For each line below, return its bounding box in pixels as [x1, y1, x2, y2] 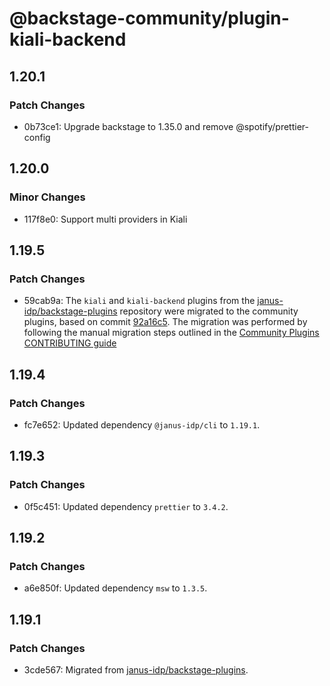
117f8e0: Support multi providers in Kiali [23, 213, 188, 225]
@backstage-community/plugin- [9, 7, 290, 30]
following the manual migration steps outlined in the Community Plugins [23, 327, 320, 339]
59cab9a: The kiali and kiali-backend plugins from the [23, 295, 256, 307]
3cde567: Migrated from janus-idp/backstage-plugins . [23, 664, 249, 676]
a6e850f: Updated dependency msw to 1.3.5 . [23, 582, 208, 594]
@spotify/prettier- [235, 120, 309, 132]
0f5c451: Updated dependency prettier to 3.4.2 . [23, 500, 229, 512]
